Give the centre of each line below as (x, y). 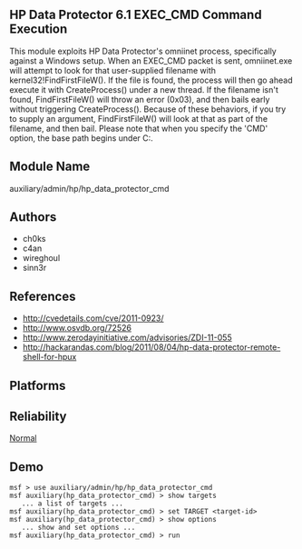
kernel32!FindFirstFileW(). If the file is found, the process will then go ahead (151, 80)
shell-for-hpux (49, 357)
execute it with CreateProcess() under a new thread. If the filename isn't (144, 89)
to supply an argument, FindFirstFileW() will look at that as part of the (139, 118)
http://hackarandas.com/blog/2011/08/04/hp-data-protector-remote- (151, 347)
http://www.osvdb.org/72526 (77, 328)
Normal (23, 438)
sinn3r (34, 268)
